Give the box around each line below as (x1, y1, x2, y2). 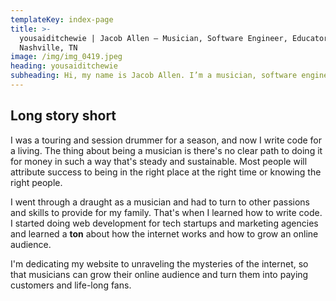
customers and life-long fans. (10, 279, 132, 291)
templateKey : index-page (10, 14, 114, 25)
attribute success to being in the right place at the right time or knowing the (10, 166, 322, 178)
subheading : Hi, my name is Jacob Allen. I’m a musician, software (10, 71, 298, 81)
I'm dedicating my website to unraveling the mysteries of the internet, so (10, 257, 309, 270)
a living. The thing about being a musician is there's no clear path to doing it (10, 144, 323, 156)
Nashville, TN (19, 42, 78, 53)
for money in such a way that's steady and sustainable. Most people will (10, 155, 308, 167)
